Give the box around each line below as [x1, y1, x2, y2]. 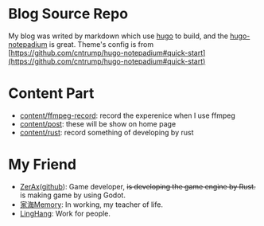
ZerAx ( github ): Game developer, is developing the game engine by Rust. [19, 181, 256, 191]
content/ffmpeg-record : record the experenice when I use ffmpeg [19, 111, 236, 120]
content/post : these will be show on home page [19, 119, 177, 128]
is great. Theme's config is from [49, 39, 153, 49]
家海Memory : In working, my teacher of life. [19, 200, 163, 209]
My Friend [8, 156, 77, 173]
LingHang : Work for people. [19, 208, 111, 218]
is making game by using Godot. [19, 190, 126, 200]
